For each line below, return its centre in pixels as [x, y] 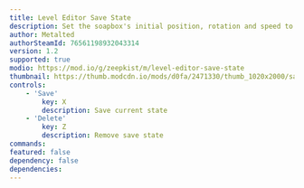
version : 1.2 [34, 52]
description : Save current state [105, 110]
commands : [28, 144]
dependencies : [36, 169]
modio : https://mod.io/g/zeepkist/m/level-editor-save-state [127, 69]
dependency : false [44, 160]
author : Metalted [42, 34]
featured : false [40, 152]
